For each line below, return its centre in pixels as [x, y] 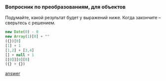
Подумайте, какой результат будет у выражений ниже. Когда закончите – [83, 18]
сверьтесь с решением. [30, 23]
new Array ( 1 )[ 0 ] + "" [27, 37]
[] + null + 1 [20, 55]
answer [13, 74]
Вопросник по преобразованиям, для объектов [65, 7]
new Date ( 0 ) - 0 [22, 32]
